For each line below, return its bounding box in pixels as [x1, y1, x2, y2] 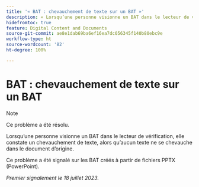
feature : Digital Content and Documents [6, 25, 108, 31]
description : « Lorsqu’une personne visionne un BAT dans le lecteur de [6, 14, 190, 20]
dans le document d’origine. [6, 145, 74, 152]
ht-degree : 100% [6, 47, 46, 53]
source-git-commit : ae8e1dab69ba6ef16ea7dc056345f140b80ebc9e [6, 31, 163, 37]
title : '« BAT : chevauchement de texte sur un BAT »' [6, 8, 145, 15]
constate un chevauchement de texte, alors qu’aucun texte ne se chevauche [6, 139, 192, 146]
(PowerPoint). [6, 163, 40, 170]
